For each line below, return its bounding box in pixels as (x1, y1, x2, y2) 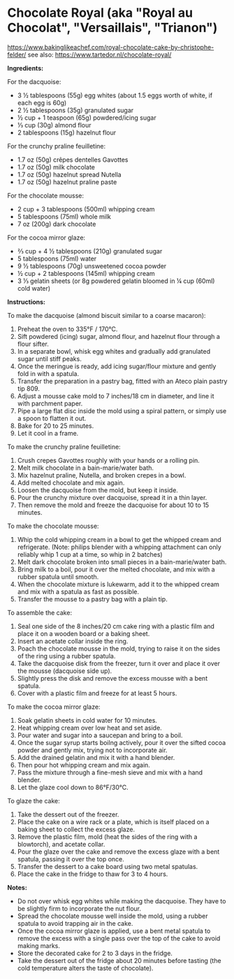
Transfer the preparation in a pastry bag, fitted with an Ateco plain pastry (17, 377, 228, 385)
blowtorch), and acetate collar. (17, 840, 105, 848)
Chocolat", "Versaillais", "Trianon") (7, 20, 218, 36)
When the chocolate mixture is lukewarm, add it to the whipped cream (17, 580, 220, 588)
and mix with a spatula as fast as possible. (17, 587, 140, 596)
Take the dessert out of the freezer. (17, 810, 119, 819)
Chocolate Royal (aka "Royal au (7, 5, 193, 21)
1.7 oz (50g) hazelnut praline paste (17, 177, 117, 186)
